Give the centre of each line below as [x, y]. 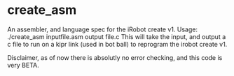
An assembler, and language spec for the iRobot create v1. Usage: [103, 29]
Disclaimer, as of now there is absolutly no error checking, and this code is [115, 57]
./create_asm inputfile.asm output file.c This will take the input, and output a [117, 36]
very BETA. [23, 65]
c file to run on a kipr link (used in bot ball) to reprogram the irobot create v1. [117, 44]
